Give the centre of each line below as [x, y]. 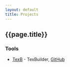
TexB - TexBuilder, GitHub [38, 60]
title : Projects [22, 14]
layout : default [22, 10]
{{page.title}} [26, 34]
